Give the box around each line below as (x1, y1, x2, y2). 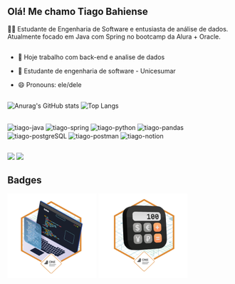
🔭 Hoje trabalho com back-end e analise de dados (17, 53, 165, 61)
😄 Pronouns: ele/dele (17, 81, 82, 89)
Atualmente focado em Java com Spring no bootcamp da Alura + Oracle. (7, 32, 221, 41)
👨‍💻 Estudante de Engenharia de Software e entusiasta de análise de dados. (7, 24, 229, 33)
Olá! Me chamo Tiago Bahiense (7, 6, 148, 18)
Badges (7, 174, 42, 186)
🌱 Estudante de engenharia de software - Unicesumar (17, 67, 176, 76)
